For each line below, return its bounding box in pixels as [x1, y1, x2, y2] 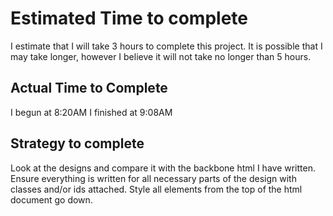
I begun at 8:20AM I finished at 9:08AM [10, 106, 173, 118]
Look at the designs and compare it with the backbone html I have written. [10, 162, 316, 174]
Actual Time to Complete [10, 80, 168, 97]
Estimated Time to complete [10, 7, 248, 30]
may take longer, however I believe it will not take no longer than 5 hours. [10, 50, 312, 62]
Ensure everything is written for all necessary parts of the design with [10, 172, 297, 184]
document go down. [10, 193, 93, 206]
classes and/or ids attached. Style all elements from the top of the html [10, 183, 303, 195]
